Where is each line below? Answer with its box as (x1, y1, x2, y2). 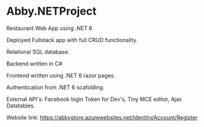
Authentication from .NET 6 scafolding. (6, 84, 105, 91)
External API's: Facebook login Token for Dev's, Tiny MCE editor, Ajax (6, 95, 182, 103)
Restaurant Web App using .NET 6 (6, 24, 93, 32)
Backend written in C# (6, 60, 62, 67)
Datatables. (6, 102, 36, 109)
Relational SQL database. (6, 48, 70, 56)
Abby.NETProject (6, 4, 97, 18)
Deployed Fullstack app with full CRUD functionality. (6, 36, 138, 43)
